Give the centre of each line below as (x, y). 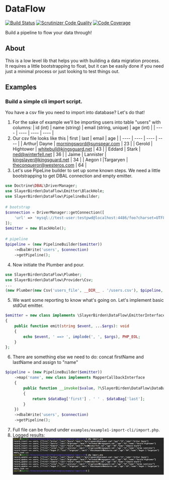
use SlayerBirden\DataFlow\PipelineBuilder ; (53, 197)
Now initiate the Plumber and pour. (48, 264)
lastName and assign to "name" (45, 362)
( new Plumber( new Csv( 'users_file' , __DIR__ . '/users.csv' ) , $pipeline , (84, 291)
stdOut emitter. (28, 305)
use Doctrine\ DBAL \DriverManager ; (41, 186)
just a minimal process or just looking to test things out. (62, 71)
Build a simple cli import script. (44, 101)
